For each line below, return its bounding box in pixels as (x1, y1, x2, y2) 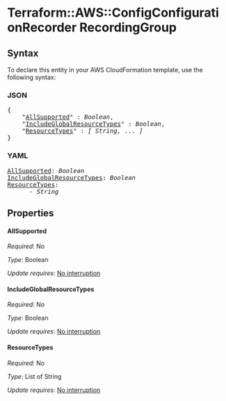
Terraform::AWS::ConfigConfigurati (7, 5, 219, 21)
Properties (7, 207, 54, 219)
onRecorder (7, 19, 77, 35)
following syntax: (7, 73, 56, 81)
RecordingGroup (79, 19, 177, 35)
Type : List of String (7, 372, 62, 380)
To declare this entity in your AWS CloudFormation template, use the (7, 66, 203, 74)
